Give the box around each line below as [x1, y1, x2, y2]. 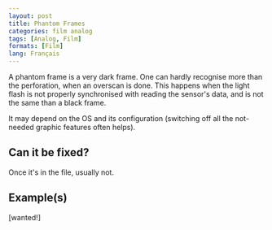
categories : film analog [8, 27, 93, 35]
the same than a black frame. [8, 98, 107, 107]
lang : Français [8, 50, 60, 58]
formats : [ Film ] [8, 42, 64, 50]
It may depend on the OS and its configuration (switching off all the [8, 114, 234, 123]
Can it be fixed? [8, 145, 90, 159]
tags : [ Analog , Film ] [8, 34, 82, 43]
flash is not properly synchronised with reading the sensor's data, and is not [8, 89, 264, 98]
